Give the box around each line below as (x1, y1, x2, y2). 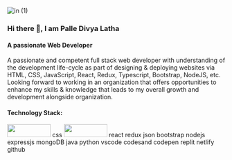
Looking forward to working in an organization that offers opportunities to (7, 78, 217, 86)
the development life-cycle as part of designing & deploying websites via (7, 63, 215, 72)
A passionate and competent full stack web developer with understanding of (7, 56, 226, 65)
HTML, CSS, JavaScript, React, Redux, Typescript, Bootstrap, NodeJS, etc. (7, 71, 221, 79)
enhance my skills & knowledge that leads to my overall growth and (7, 86, 199, 94)
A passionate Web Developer (7, 41, 93, 49)
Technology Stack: (7, 108, 63, 117)
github (7, 146, 26, 154)
